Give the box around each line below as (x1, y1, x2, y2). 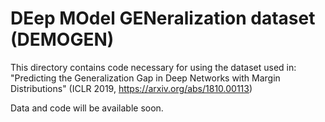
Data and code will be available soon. (10, 102, 164, 114)
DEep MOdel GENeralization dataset (10, 7, 316, 30)
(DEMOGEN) (10, 28, 115, 51)
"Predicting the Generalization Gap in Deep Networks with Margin (10, 72, 281, 84)
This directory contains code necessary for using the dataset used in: (10, 61, 297, 73)
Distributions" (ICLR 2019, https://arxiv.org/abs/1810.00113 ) (10, 82, 253, 94)
